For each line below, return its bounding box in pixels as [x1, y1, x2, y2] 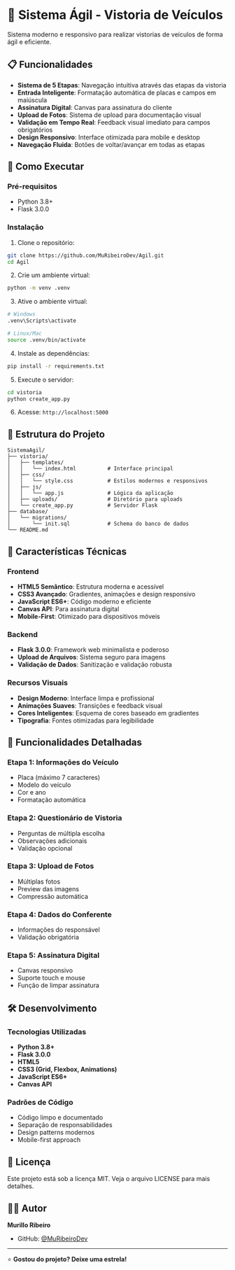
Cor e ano [17, 788, 47, 797]
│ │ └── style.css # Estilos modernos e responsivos [7, 477, 208, 484]
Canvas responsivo [17, 966, 73, 975]
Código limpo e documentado [17, 1113, 104, 1122]
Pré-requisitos [7, 182, 57, 192]
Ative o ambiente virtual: [17, 298, 88, 306]
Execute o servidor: [17, 375, 74, 384]
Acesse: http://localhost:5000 [17, 408, 108, 417]
